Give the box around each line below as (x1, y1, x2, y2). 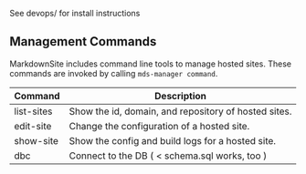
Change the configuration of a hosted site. (69, 119, 250, 132)
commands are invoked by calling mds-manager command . (9, 67, 218, 78)
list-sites (14, 105, 53, 118)
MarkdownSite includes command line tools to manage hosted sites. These (9, 58, 292, 69)
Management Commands (9, 34, 157, 49)
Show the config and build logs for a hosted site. (69, 134, 277, 147)
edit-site (14, 119, 52, 132)
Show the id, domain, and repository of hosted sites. (69, 105, 292, 118)
